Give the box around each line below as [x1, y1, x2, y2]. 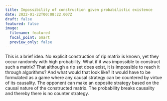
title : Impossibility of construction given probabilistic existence [5, 7, 153, 12]
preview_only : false [9, 40, 52, 45]
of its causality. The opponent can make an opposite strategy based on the [5, 80, 160, 86]
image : [5, 26, 19, 31]
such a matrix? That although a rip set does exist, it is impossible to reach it [5, 64, 160, 70]
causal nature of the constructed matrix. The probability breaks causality [5, 85, 155, 91]
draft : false [5, 16, 32, 21]
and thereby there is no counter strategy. [5, 90, 89, 96]
